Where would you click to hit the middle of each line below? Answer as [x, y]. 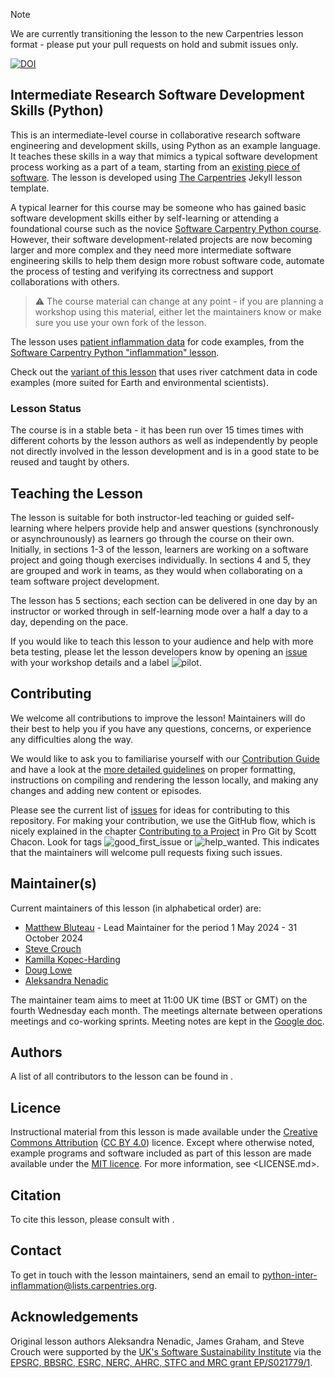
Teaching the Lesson [76, 493]
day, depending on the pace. [69, 621]
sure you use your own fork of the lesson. [120, 322]
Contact [36, 1250]
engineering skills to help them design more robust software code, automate [167, 260]
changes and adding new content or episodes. [106, 790]
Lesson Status [46, 408]
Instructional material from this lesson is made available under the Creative [164, 1132]
